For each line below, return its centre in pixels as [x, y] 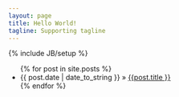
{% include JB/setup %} [48, 54]
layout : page [30, 16]
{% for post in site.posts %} [66, 69]
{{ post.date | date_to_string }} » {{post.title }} [95, 78]
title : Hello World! [43, 23]
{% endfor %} [43, 86]
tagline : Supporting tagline [57, 30]
